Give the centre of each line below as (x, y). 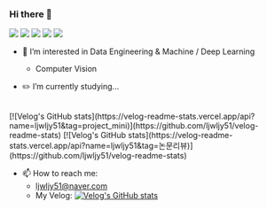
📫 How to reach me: (60, 174)
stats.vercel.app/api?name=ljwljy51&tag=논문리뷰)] (101, 146)
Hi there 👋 (31, 14)
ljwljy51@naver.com (71, 186)
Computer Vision (66, 69)
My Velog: (54, 196)
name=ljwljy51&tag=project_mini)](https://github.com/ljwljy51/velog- (134, 126)
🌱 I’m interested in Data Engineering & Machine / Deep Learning (138, 51)
